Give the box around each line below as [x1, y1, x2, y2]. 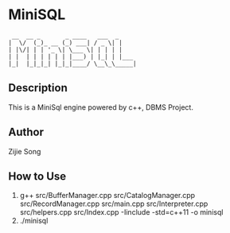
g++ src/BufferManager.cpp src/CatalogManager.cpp [19, 191, 196, 200]
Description [8, 81, 68, 95]
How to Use [8, 169, 67, 183]
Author [8, 126, 44, 139]
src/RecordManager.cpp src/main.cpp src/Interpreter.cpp [19, 199, 209, 208]
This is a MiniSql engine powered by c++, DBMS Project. [8, 102, 193, 112]
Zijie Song [8, 146, 41, 156]
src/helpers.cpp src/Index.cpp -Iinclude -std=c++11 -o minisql [19, 208, 224, 217]
